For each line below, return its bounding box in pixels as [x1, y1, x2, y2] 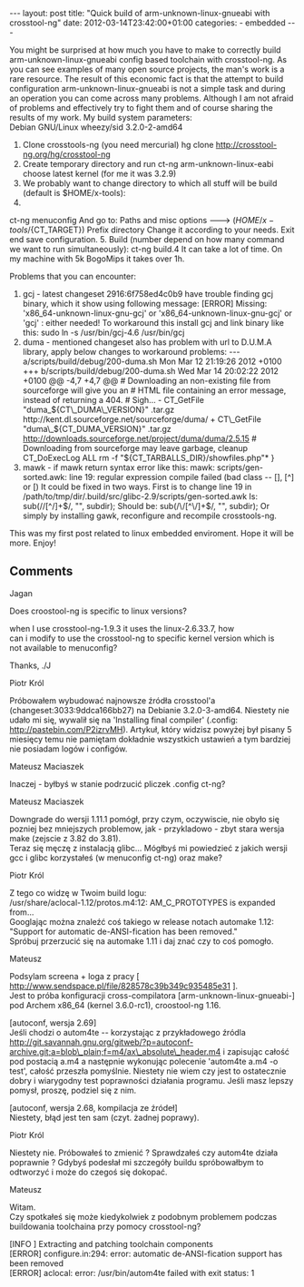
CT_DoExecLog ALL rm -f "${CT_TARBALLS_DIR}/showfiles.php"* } [22, 453, 275, 463]
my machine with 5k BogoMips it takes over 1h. [9, 253, 185, 264]
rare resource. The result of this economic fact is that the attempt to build [9, 74, 284, 84]
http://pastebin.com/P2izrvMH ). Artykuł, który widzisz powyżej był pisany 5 [9, 723, 292, 734]
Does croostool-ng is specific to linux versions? [9, 605, 188, 616]
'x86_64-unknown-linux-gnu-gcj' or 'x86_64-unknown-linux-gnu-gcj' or [22, 308, 293, 319]
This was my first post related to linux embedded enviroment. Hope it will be [9, 528, 295, 538]
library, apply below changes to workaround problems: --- [22, 347, 240, 357]
